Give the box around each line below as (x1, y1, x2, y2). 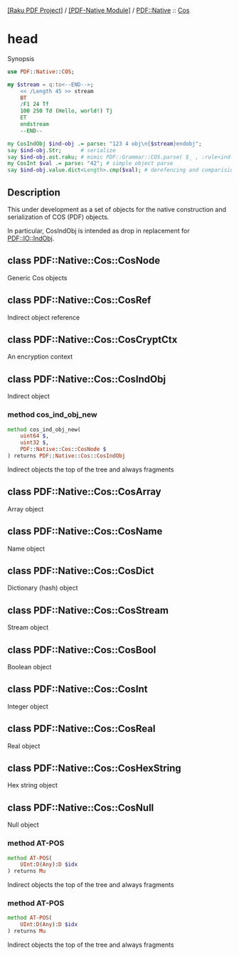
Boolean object (7, 662, 52, 671)
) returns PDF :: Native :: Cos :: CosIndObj (7, 452, 126, 460)
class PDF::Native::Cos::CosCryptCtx (7, 334, 178, 346)
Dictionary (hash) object (7, 583, 78, 593)
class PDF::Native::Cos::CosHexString (7, 763, 181, 774)
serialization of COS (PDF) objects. (7, 213, 110, 221)
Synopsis (7, 54, 35, 63)
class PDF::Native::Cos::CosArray (7, 486, 161, 498)
